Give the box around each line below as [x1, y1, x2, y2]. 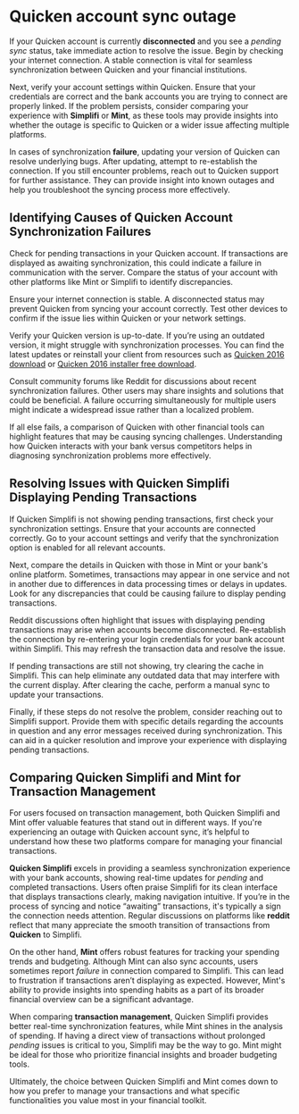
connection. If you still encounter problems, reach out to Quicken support [9, 165, 279, 176]
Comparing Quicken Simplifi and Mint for [9, 770, 241, 785]
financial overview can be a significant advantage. [9, 994, 195, 1005]
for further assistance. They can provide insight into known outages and [9, 174, 275, 185]
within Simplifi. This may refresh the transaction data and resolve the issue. [9, 643, 286, 654]
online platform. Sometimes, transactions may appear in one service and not [9, 569, 290, 580]
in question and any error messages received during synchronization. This [9, 725, 283, 736]
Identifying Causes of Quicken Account [9, 210, 234, 225]
